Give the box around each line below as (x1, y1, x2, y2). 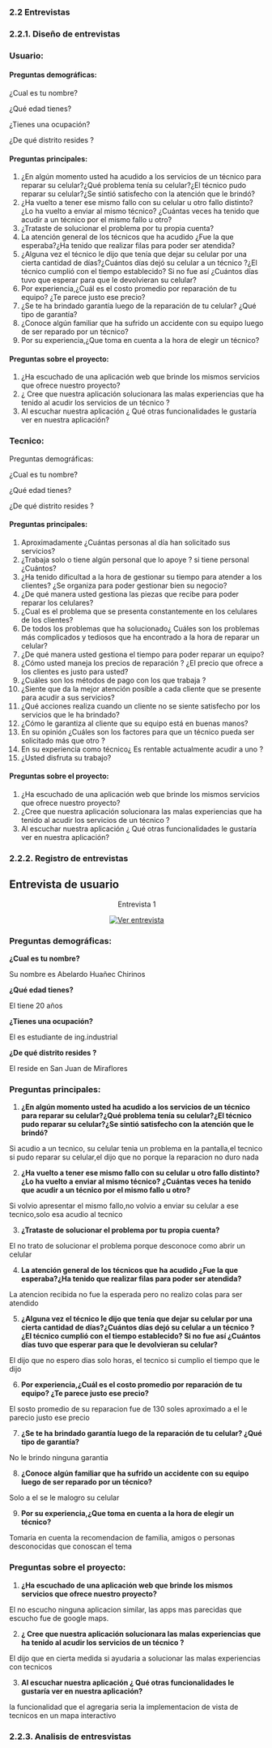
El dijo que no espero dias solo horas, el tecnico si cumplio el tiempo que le (9, 1356, 260, 1365)
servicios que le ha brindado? (20, 709, 120, 719)
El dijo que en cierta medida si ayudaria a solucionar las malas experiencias (9, 1653, 261, 1663)
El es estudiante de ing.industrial (9, 1032, 118, 1042)
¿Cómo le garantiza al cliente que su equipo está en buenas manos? (20, 718, 249, 728)
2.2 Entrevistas (9, 6, 70, 18)
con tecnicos (9, 1661, 53, 1672)
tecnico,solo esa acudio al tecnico (9, 1210, 123, 1219)
